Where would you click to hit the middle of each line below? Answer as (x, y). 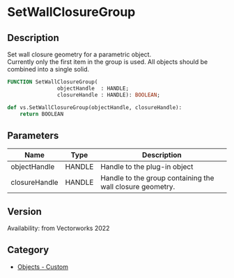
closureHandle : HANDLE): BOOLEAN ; (108, 95)
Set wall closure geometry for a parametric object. (79, 54)
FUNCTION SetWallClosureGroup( (53, 82)
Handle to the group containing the (157, 178)
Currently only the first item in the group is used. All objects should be (108, 62)
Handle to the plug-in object (147, 167)
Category (28, 250)
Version (24, 212)
